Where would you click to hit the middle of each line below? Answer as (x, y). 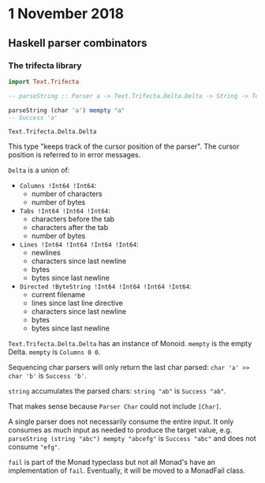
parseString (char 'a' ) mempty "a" (67, 110)
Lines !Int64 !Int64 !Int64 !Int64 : (79, 244)
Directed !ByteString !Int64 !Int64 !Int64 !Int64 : (105, 286)
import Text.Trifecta (44, 81)
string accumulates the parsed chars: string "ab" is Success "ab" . (117, 391)
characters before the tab (73, 219)
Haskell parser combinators (78, 43)
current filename (58, 295)
